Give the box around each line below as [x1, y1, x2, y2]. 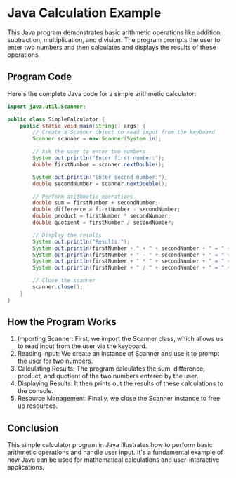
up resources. [17, 401, 58, 410]
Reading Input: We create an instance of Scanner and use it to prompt [17, 350, 220, 358]
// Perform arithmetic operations [32, 193, 133, 200]
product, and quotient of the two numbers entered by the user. [17, 372, 199, 380]
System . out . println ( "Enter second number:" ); [32, 173, 169, 180]
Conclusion [7, 422, 59, 434]
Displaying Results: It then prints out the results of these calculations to [17, 379, 223, 387]
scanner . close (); [32, 284, 83, 291]
